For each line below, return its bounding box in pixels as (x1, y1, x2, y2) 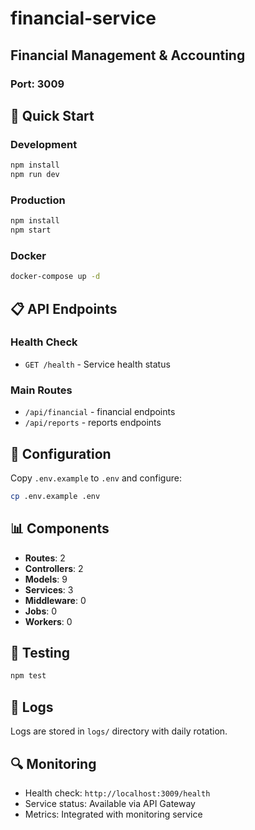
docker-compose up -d (10, 272, 101, 282)
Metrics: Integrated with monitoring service (24, 808, 203, 820)
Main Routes (10, 383, 73, 397)
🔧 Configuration (10, 445, 112, 462)
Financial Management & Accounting (10, 47, 246, 64)
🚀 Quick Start (10, 107, 95, 124)
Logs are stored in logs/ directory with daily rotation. (10, 725, 228, 737)
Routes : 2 (24, 552, 66, 564)
